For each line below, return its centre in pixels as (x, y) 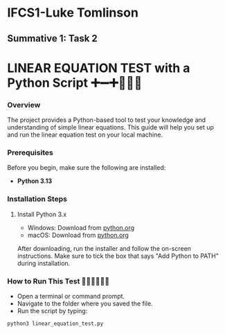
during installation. (44, 263)
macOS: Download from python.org (78, 235)
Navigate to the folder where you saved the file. (85, 304)
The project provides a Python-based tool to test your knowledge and (107, 120)
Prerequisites (30, 152)
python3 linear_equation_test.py (55, 324)
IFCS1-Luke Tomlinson (73, 13)
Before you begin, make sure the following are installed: (87, 168)
